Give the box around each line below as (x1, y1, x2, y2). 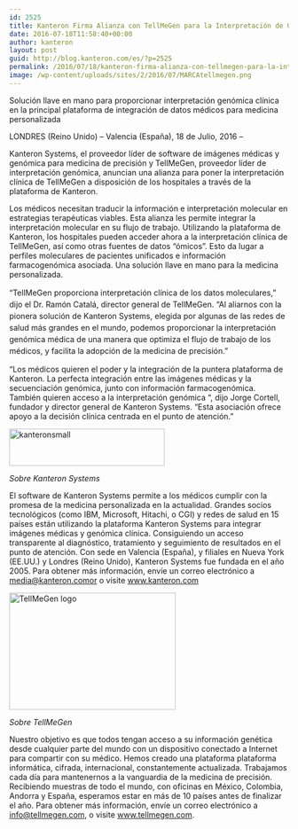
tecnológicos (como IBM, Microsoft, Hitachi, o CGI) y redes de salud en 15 (9, 509, 279, 520)
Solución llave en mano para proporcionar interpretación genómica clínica (9, 95, 279, 106)
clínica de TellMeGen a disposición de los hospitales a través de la (9, 176, 251, 187)
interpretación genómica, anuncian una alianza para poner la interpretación (9, 167, 285, 177)
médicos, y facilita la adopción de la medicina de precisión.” (9, 345, 229, 356)
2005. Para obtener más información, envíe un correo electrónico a (9, 565, 255, 576)
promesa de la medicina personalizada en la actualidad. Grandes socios (9, 499, 272, 510)
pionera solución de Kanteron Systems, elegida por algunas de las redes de (9, 310, 286, 321)
